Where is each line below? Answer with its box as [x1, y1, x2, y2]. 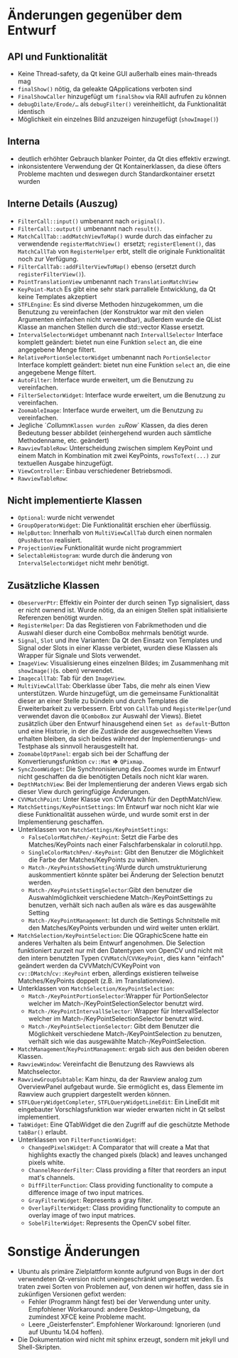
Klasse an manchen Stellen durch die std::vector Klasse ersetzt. [17, 323, 205, 331]
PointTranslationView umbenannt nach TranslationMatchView [17, 277, 198, 286]
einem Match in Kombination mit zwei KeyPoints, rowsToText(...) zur [17, 451, 221, 459]
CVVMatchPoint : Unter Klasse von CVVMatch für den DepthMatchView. [17, 795, 222, 804]
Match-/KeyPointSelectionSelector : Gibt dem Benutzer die [28, 1022, 200, 1030]
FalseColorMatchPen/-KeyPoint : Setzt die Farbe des [28, 833, 179, 842]
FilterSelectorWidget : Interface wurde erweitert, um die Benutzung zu [17, 390, 226, 399]
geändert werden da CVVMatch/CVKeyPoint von [17, 961, 161, 970]
